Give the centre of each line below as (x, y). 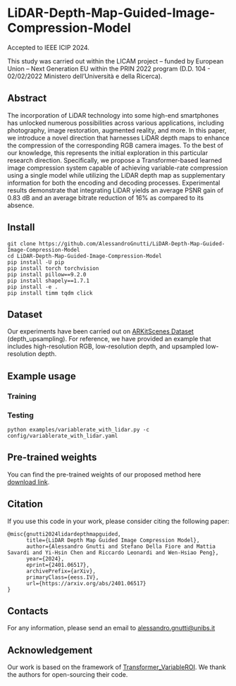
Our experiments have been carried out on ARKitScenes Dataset (100, 331)
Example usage (42, 376)
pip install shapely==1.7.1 (49, 281)
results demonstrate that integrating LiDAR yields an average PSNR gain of (116, 190)
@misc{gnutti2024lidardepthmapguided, (64, 534)
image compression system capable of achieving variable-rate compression (118, 168)
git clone (22, 244)
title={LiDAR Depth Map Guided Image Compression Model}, (113, 540)
